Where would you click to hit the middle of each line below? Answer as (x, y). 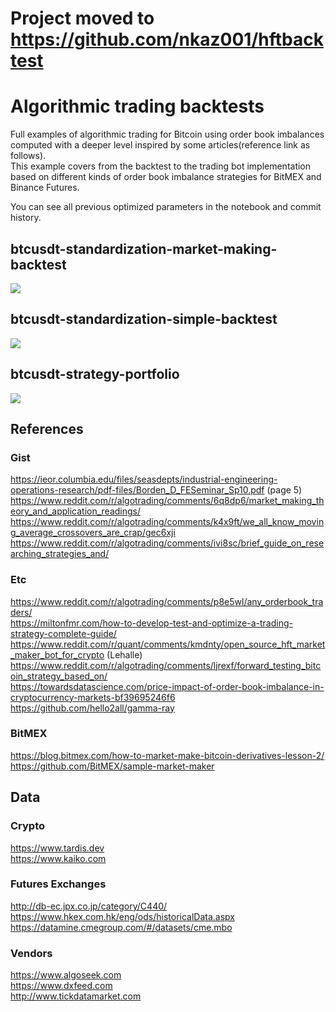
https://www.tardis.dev (57, 848)
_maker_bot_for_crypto (57, 654)
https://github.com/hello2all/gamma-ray (92, 708)
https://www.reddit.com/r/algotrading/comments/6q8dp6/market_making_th (167, 501)
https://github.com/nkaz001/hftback (167, 39)
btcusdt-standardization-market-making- (144, 248)
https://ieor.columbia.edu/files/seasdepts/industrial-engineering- (144, 479)
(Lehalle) (124, 654)
